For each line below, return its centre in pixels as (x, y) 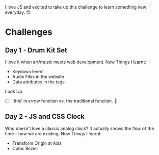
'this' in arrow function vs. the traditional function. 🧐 (65, 101)
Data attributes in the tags (38, 82)
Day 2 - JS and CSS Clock (45, 116)
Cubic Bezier (25, 148)
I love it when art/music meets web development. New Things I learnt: (76, 62)
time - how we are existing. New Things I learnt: (53, 133)
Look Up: (14, 91)
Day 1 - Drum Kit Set (36, 50)
